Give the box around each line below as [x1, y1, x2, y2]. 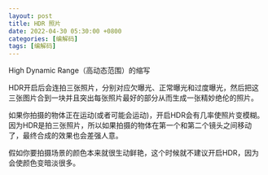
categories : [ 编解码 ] [8, 34, 78, 43]
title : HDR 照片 [8, 20, 61, 28]
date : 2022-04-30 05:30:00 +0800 [8, 27, 122, 35]
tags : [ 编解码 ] [8, 42, 57, 50]
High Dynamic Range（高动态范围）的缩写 [8, 66, 151, 76]
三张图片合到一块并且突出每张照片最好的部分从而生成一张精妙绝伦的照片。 [8, 93, 258, 103]
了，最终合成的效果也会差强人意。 [8, 131, 123, 141]
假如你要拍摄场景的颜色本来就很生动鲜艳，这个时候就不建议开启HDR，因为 [8, 148, 259, 158]
